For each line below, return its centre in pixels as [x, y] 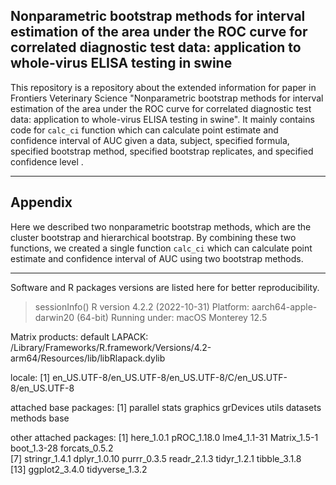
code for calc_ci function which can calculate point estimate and [144, 130]
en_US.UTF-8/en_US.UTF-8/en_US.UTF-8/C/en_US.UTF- [170, 377]
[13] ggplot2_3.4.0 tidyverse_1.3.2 [79, 469]
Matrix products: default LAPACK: [79, 336]
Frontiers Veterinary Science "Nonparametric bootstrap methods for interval [167, 98]
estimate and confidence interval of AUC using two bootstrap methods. [157, 258]
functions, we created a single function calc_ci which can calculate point [161, 248]
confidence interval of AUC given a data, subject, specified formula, [150, 140]
